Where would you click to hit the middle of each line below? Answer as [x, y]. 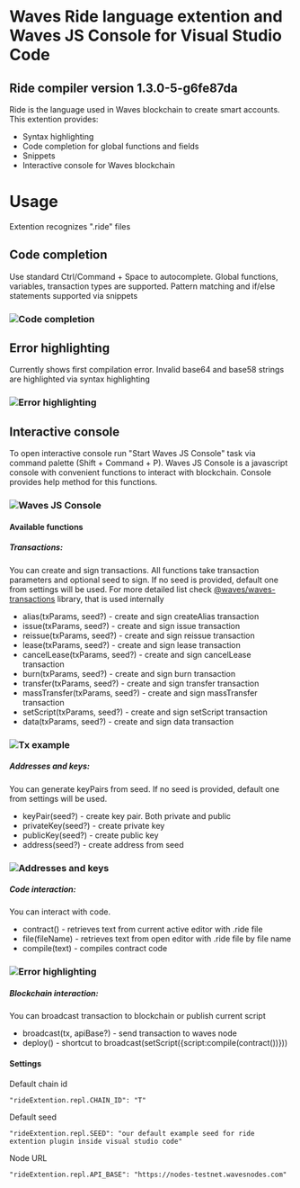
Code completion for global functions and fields [110, 146]
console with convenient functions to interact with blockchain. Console [141, 472]
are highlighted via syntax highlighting [79, 379]
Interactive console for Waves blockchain [98, 165]
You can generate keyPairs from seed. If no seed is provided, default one [145, 788]
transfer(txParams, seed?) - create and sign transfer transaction [141, 683]
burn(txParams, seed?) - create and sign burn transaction [129, 673]
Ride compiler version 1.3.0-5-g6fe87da [124, 88]
